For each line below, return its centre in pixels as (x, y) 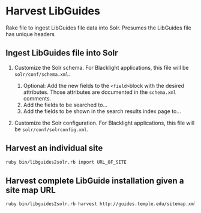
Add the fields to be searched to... (65, 105)
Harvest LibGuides (53, 11)
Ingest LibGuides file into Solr (62, 53)
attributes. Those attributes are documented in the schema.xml (100, 92)
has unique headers (30, 34)
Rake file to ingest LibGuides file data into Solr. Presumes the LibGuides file (98, 28)
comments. (37, 98)
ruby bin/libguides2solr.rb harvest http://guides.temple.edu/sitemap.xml (101, 204)
